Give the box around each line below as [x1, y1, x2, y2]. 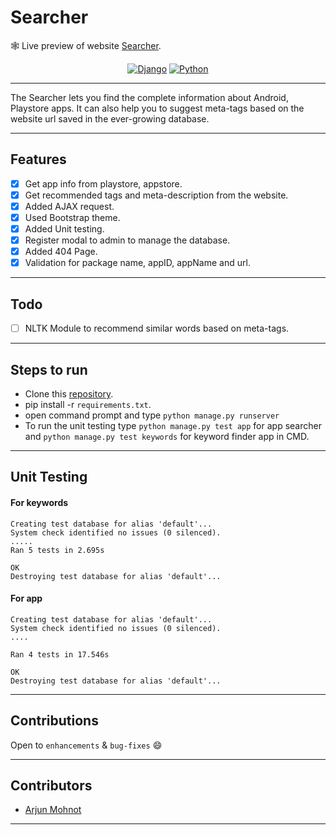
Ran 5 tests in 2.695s [10, 545, 105, 555]
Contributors [10, 777, 93, 794]
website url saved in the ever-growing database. [10, 112, 210, 125]
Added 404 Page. [24, 246, 98, 258]
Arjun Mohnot [24, 804, 82, 816]
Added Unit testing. [24, 223, 105, 235]
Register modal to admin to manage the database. [24, 234, 231, 246]
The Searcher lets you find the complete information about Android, [10, 91, 289, 103]
